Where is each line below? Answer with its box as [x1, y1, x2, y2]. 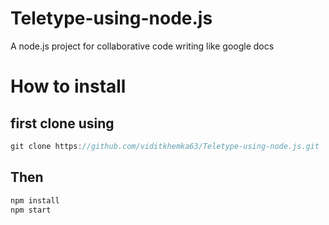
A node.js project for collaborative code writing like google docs [10, 40, 275, 52]
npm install [10, 195, 60, 206]
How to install [10, 75, 127, 98]
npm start [10, 205, 52, 215]
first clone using [10, 115, 115, 132]
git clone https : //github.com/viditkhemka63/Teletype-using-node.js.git [10, 141, 320, 151]
